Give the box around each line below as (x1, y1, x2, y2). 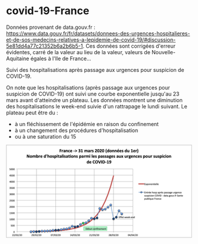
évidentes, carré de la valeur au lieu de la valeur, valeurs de (6, 48, 151, 55)
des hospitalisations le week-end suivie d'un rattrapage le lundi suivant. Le (6, 103, 187, 110)
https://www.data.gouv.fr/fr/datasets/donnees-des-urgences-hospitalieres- (6, 29, 190, 37)
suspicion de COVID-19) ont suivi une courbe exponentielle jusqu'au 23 (6, 90, 180, 97)
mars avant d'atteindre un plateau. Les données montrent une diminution (6, 96, 183, 104)
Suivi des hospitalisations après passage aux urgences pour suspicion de (6, 66, 184, 73)
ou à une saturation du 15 (14, 133, 77, 140)
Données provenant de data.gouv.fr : (6, 24, 95, 31)
